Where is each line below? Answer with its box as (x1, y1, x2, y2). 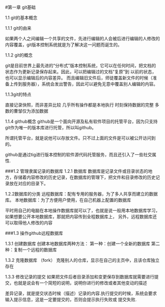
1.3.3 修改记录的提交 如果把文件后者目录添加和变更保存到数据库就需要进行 (5, 274, 155, 279)
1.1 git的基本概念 (5, 15, 38, 21)
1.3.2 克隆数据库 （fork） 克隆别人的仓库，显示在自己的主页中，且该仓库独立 (5, 257, 160, 263)
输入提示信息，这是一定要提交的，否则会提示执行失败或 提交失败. (5, 297, 137, 302)
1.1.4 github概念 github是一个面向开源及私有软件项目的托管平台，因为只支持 (5, 118, 158, 124)
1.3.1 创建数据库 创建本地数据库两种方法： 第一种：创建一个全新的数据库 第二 (5, 241, 160, 247)
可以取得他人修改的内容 (5, 220, 53, 225)
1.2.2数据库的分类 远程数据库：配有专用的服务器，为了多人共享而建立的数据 (5, 191, 158, 196)
